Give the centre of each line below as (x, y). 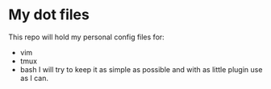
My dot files (49, 15)
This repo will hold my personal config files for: (87, 37)
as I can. (34, 78)
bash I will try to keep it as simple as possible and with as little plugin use (141, 69)
